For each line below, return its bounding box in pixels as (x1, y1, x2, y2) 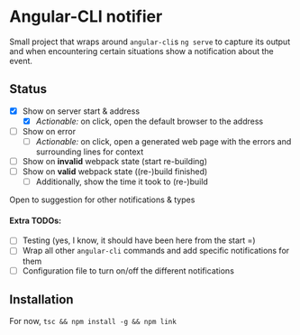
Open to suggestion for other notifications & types (9, 194, 195, 205)
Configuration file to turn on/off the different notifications (22, 265, 234, 276)
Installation (9, 292, 74, 307)
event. (9, 55, 33, 66)
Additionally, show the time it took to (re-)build (35, 176, 209, 187)
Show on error (22, 126, 77, 136)
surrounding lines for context (35, 146, 144, 157)
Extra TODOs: (9, 215, 62, 226)
